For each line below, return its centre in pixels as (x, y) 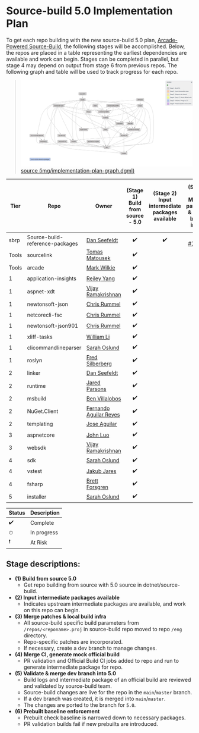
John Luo (98, 435)
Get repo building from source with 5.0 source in (83, 585)
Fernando (98, 408)
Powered (17, 46)
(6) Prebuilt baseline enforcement (57, 711)
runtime (36, 386)
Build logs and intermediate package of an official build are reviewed (107, 679)
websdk (37, 447)
